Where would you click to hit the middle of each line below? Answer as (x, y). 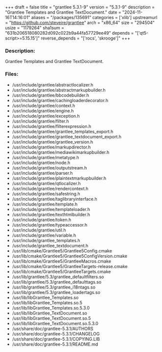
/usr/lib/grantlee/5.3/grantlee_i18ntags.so (54, 287)
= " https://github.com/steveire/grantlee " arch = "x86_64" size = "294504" (80, 22)
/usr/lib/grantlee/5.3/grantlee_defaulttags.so (57, 282)
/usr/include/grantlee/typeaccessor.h (50, 225)
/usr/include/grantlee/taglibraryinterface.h (55, 199)
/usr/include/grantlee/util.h (39, 230)
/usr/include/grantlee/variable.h (44, 235)
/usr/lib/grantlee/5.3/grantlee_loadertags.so (56, 292)
